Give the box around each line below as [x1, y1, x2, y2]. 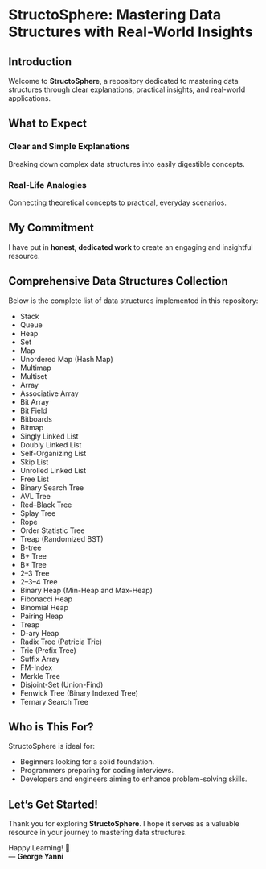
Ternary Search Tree [19, 696, 88, 706]
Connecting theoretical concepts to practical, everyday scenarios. [8, 197, 227, 207]
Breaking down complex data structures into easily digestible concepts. [8, 159, 245, 168]
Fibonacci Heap [19, 594, 73, 604]
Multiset [19, 371, 47, 380]
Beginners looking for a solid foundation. [19, 757, 155, 767]
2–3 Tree [19, 568, 50, 578]
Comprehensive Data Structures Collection [8, 274, 228, 288]
